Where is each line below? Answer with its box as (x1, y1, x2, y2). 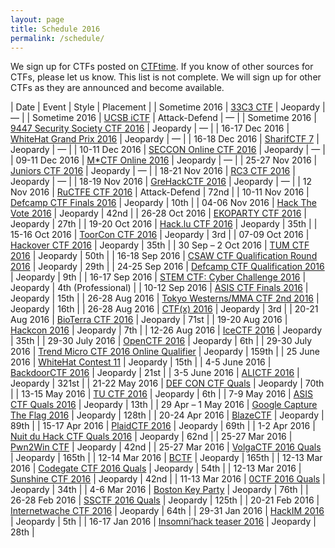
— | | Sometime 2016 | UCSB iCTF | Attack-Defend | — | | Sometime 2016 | (10, 112, 317, 124)
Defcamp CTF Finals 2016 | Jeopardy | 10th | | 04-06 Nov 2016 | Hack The (10, 197, 317, 209)
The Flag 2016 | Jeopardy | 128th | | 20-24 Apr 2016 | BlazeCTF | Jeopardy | (10, 409, 325, 421)
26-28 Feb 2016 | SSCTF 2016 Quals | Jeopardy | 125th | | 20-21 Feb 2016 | (10, 494, 320, 506)
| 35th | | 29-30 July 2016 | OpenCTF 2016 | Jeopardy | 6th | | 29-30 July (10, 335, 313, 347)
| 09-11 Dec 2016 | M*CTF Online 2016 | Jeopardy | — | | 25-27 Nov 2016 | (10, 154, 318, 166)
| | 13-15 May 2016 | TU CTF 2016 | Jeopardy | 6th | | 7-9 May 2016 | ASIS (10, 388, 314, 400)
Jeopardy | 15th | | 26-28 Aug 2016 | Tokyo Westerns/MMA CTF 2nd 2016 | (10, 292, 320, 305)
